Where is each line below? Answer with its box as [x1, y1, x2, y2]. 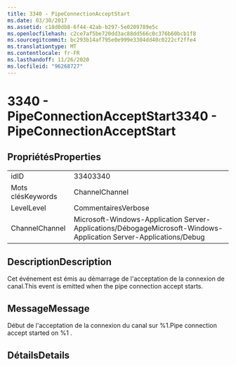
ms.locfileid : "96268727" [7, 63, 83, 70]
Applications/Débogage [73, 223, 152, 233]
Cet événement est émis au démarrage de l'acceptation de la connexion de [7, 274, 225, 283]
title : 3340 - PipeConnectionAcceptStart [7, 10, 131, 18]
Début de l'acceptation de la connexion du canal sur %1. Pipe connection [7, 322, 218, 330]
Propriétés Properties [7, 151, 102, 163]
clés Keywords [11, 191, 58, 201]
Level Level [11, 202, 46, 212]
